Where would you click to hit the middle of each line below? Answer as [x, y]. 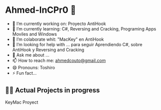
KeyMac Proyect [22, 102]
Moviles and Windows [35, 34]
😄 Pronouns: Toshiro [34, 67]
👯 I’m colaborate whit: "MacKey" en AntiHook [58, 39]
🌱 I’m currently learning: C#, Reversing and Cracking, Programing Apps [84, 28]
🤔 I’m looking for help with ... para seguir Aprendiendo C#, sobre [77, 44]
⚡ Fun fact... [24, 73]
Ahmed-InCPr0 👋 [40, 10]
